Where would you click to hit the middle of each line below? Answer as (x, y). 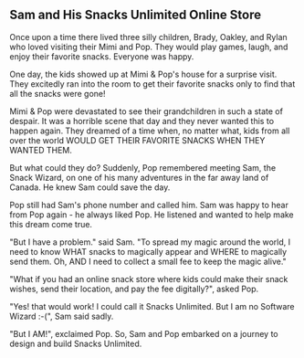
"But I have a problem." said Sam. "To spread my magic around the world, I (150, 242)
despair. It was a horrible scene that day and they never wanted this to (142, 121)
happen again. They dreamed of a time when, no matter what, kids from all (150, 131)
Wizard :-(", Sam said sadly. (62, 316)
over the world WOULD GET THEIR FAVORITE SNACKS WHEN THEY (137, 140)
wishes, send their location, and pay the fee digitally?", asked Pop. (134, 289)
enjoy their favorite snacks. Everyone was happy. (102, 56)
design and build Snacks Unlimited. (76, 343)
